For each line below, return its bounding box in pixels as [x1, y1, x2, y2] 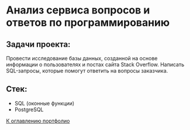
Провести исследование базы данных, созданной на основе [6, 55, 158, 61]
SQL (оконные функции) [14, 100, 75, 107]
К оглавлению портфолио [6, 117, 70, 124]
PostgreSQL [14, 106, 44, 113]
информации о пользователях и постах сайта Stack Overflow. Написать [6, 61, 185, 68]
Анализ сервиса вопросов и [6, 4, 150, 17]
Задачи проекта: [6, 39, 71, 49]
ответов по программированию [6, 16, 170, 29]
